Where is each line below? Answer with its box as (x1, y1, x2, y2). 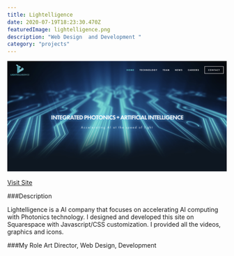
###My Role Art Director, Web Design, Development (7, 241, 157, 250)
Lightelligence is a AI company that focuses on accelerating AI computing (7, 206, 219, 214)
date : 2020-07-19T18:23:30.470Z (7, 18, 101, 26)
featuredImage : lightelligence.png (7, 26, 111, 33)
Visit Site (7, 179, 33, 187)
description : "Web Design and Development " (7, 33, 141, 40)
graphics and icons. (7, 227, 64, 236)
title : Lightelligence (7, 11, 73, 18)
